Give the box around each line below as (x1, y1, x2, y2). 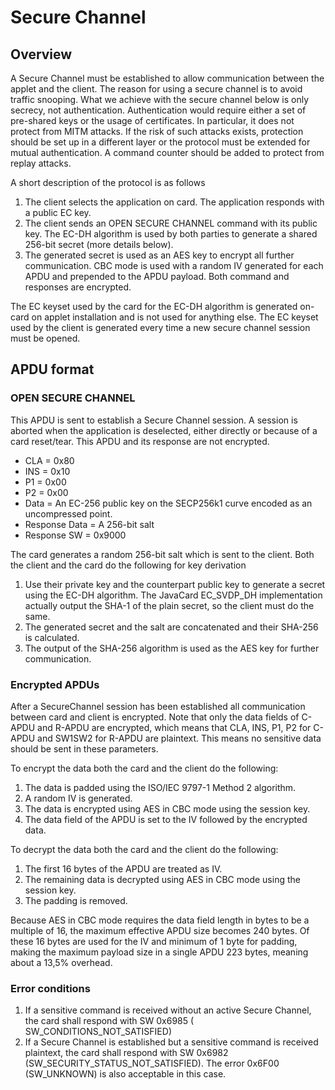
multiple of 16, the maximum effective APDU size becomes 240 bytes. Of (10, 924, 310, 936)
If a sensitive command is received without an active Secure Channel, (24, 1004, 312, 1016)
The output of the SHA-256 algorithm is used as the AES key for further (24, 642, 320, 654)
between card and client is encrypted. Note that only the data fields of (10, 711, 300, 723)
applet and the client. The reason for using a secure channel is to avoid (10, 83, 303, 95)
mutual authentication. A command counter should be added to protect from (10, 147, 325, 158)
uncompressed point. (24, 507, 113, 520)
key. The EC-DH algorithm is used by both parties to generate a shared (24, 228, 318, 240)
